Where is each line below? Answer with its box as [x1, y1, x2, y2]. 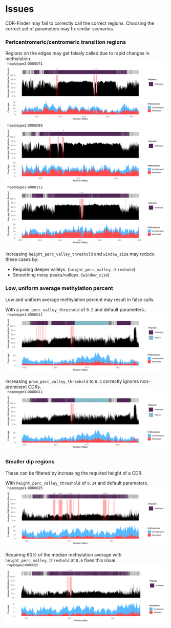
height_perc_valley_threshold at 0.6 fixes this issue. [5, 557, 117, 563]
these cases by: [5, 256, 39, 263]
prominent [5, 383, 27, 390]
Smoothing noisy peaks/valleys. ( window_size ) [12, 272, 110, 278]
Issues [5, 3, 34, 15]
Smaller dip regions [5, 458, 55, 465]
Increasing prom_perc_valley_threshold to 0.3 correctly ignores [5, 378, 139, 384]
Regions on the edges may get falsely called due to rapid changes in [5, 50, 150, 57]
